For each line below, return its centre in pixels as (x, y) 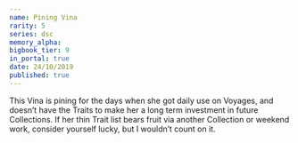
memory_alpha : (36, 42)
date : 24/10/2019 (41, 68)
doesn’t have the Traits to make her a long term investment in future (134, 110)
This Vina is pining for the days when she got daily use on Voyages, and (141, 100)
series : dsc (31, 34)
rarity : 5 (28, 26)
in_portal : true (39, 59)
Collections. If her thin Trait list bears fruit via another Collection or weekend (149, 119)
